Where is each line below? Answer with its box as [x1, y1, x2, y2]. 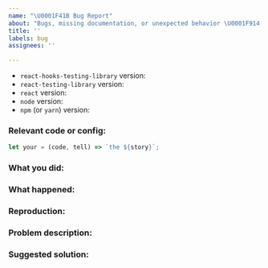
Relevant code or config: [8, 126, 107, 137]
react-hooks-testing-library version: [19, 71, 146, 80]
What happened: [8, 184, 75, 196]
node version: [19, 97, 63, 106]
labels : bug [8, 34, 48, 43]
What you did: [8, 163, 64, 174]
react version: [19, 88, 67, 97]
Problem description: [8, 227, 92, 238]
